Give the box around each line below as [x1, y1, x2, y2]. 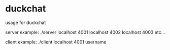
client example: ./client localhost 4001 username [5, 38, 107, 45]
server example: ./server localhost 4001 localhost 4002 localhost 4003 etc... [5, 29, 165, 35]
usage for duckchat [5, 19, 46, 25]
